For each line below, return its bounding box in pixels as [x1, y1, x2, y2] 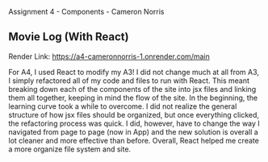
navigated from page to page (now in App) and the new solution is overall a [8, 127, 258, 136]
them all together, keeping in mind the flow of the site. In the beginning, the [8, 93, 258, 102]
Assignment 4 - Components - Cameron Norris [8, 7, 165, 16]
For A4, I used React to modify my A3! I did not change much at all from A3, [8, 67, 260, 77]
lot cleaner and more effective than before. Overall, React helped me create [8, 135, 260, 145]
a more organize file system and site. [8, 144, 132, 154]
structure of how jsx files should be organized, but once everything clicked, [8, 110, 260, 119]
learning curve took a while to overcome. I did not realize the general [8, 101, 237, 111]
